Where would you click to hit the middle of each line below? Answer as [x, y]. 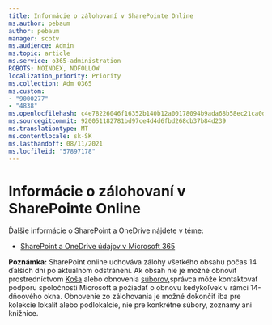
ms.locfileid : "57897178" [52, 151]
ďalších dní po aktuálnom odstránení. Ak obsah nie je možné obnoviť [123, 271]
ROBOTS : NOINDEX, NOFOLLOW [54, 69]
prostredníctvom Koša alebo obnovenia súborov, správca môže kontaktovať [134, 279]
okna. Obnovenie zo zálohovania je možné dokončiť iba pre [142, 297]
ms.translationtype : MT [49, 129]
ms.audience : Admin [41, 46]
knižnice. [23, 314]
